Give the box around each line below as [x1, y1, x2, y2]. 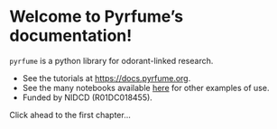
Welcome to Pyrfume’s [9, 6, 183, 27]
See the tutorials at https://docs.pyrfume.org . [22, 72, 191, 83]
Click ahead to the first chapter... [9, 109, 131, 120]
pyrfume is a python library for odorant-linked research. [9, 55, 214, 66]
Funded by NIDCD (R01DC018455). [22, 92, 153, 103]
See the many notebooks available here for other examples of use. [22, 82, 270, 93]
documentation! [9, 25, 133, 46]
